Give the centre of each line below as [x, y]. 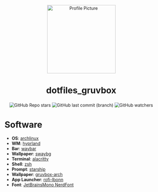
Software [23, 125]
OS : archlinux [25, 139]
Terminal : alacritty [30, 159]
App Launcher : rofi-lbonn [37, 180]
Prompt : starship [28, 169]
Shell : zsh [22, 164]
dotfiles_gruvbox [81, 91]
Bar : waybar [24, 149]
